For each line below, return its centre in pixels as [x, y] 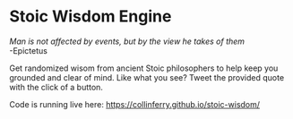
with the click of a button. [56, 87]
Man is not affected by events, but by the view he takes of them [127, 41]
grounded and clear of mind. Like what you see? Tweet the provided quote [147, 77]
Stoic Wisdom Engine [90, 17]
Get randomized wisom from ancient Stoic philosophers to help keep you [144, 68]
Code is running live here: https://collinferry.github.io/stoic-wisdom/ [135, 104]
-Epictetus [28, 50]
